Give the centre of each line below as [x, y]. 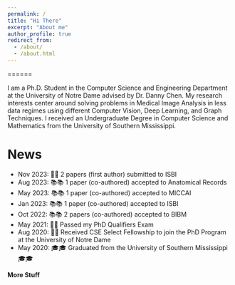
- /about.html [35, 54]
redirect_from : [30, 41]
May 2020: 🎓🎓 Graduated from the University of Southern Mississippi [122, 247]
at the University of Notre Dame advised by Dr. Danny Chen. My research [115, 95]
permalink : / [27, 14]
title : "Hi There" [35, 21]
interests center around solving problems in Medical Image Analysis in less [117, 103]
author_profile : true [40, 34]
